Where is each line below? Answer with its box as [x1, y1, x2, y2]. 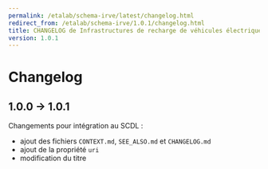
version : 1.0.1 [8, 33, 59, 42]
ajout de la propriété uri [19, 145, 100, 155]
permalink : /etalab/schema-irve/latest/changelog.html [8, 11, 195, 20]
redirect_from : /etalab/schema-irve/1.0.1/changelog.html [8, 19, 205, 27]
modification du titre [19, 153, 87, 163]
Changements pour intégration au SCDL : [8, 121, 144, 131]
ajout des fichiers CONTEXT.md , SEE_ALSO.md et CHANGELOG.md [19, 136, 211, 146]
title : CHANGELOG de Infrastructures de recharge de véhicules [8, 26, 223, 34]
